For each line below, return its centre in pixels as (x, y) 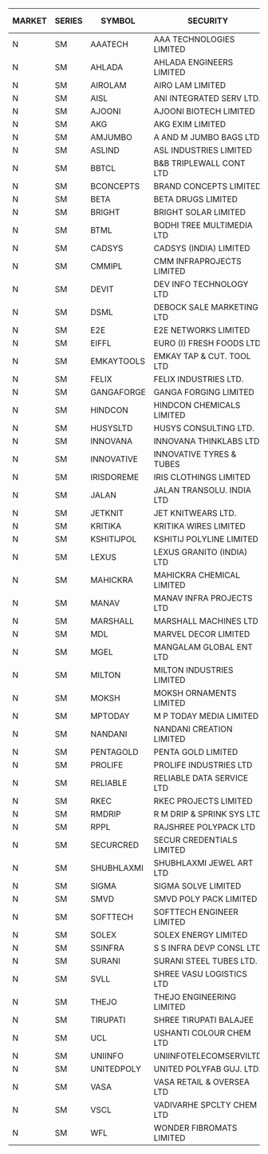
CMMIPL (106, 266)
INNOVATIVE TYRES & (195, 454)
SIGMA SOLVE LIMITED (197, 886)
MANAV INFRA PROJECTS (203, 598)
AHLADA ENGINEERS (193, 62)
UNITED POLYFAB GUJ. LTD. (207, 1069)
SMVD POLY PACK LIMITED (205, 899)
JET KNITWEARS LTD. (195, 513)
